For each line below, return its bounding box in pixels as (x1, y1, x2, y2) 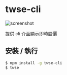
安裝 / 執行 (5, 47, 38, 55)
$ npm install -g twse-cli (5, 60, 62, 65)
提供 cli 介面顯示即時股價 (5, 30, 57, 36)
